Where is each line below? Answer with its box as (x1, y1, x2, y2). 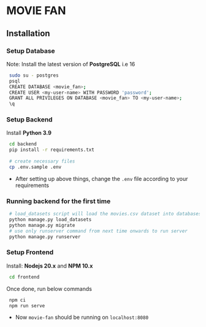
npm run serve (9, 302, 45, 309)
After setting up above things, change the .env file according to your (15, 175, 188, 182)
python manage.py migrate (9, 222, 75, 228)
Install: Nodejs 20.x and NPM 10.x (6, 262, 93, 269)
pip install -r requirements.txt (9, 147, 95, 153)
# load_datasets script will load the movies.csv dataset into (9, 211, 174, 217)
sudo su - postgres (9, 72, 59, 79)
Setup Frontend (6, 248, 54, 256)
